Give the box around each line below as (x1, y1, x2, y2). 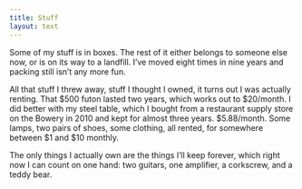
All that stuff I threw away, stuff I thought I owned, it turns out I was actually (9, 84, 292, 94)
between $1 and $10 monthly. (9, 132, 120, 143)
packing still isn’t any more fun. (9, 65, 126, 77)
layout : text (9, 22, 59, 31)
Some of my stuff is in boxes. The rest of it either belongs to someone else (9, 46, 288, 57)
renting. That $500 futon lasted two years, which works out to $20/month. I (9, 93, 292, 104)
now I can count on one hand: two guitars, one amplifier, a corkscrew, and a (9, 159, 293, 170)
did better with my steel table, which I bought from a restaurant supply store (9, 103, 294, 114)
